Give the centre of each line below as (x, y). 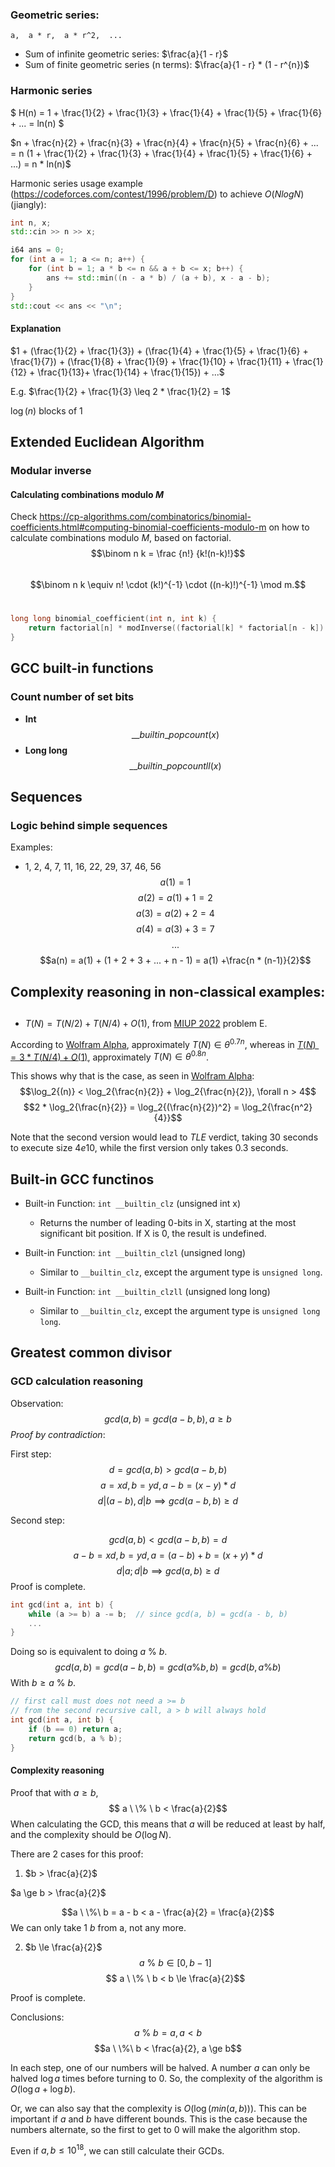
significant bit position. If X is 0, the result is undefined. (153, 1234)
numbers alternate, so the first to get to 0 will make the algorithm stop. (155, 2129)
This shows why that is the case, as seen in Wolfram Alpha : (132, 1076)
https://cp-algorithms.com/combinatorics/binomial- (145, 517)
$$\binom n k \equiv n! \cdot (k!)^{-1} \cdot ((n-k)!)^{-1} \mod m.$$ (168, 585)
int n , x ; (31, 223)
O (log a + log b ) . (43, 2089)
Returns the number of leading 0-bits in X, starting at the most (168, 1223)
